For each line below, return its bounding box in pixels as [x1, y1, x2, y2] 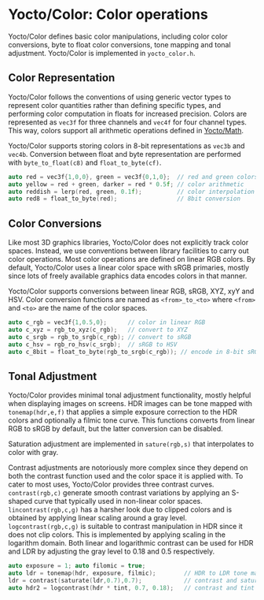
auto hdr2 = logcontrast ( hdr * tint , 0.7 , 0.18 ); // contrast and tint [8, 583, 255, 592]
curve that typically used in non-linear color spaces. [34, 497, 203, 506]
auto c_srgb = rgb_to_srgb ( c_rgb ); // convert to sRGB [8, 333, 192, 341]
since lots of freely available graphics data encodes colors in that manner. [8, 271, 247, 281]
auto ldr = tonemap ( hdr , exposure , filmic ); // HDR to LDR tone [8, 569, 247, 577]
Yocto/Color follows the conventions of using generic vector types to [8, 92, 232, 102]
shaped [8, 497, 33, 506]
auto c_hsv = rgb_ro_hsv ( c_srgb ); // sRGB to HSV [8, 341, 178, 348]
